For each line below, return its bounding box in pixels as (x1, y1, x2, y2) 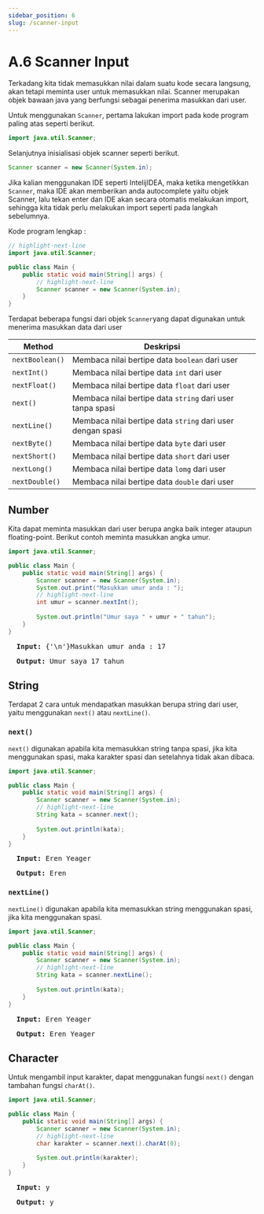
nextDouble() (12, 478, 61, 486)
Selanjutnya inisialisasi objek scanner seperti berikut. (8, 149, 180, 158)
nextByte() (12, 439, 53, 448)
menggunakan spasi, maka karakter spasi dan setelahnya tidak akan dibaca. (8, 752, 255, 762)
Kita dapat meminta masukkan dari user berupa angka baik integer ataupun (8, 524, 252, 533)
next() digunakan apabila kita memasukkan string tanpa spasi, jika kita (8, 744, 237, 753)
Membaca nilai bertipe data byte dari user (71, 438, 226, 449)
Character (8, 1051, 59, 1065)
